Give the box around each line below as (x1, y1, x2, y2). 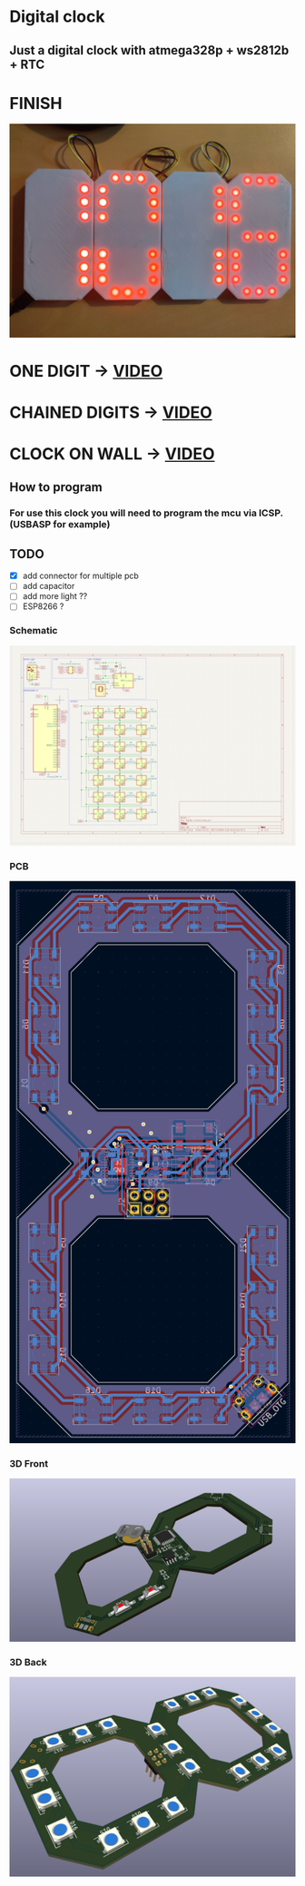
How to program (9, 479, 103, 496)
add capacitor (22, 581, 75, 592)
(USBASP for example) (9, 518, 111, 531)
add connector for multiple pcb (22, 570, 139, 582)
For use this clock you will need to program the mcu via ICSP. (9, 506, 283, 519)
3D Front (9, 1457, 49, 1469)
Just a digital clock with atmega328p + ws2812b (9, 43, 290, 58)
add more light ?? (22, 591, 88, 602)
